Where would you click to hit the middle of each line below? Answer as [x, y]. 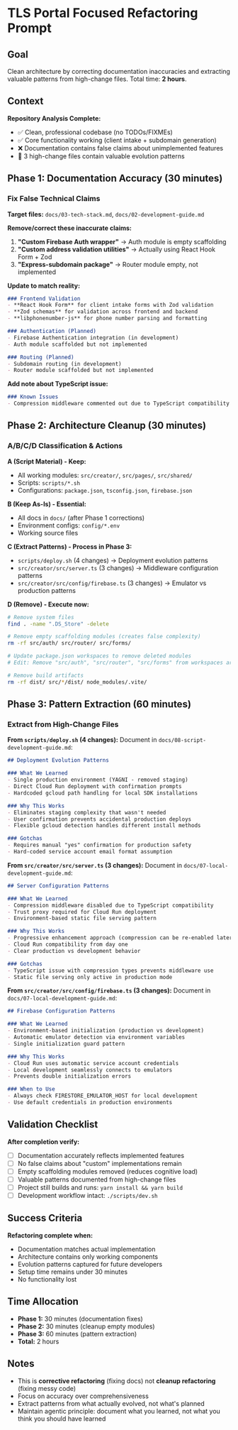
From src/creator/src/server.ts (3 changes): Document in [95, 865]
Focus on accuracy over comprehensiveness [83, 1396]
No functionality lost [47, 1279]
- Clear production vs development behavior [74, 951]
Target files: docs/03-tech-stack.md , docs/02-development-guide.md [106, 214]
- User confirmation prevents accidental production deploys [100, 819]
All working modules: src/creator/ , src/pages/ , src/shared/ [105, 475]
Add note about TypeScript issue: [58, 384]
